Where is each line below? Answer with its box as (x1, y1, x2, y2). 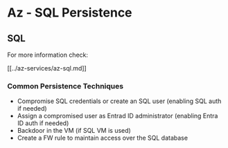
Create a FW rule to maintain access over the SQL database (17, 133, 188, 142)
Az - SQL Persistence (7, 5, 133, 21)
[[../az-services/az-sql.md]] (7, 64, 87, 72)
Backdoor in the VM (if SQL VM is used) (17, 127, 132, 135)
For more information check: (7, 50, 89, 59)
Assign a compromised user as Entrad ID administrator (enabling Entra (17, 112, 218, 120)
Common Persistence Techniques (7, 81, 123, 91)
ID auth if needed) (17, 119, 69, 127)
